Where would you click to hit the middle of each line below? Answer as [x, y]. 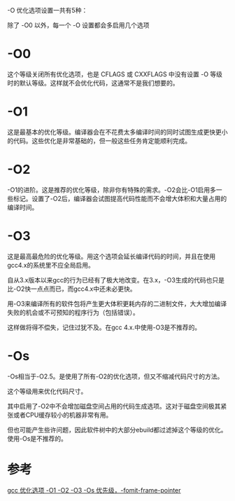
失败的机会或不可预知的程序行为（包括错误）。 [73, 312]
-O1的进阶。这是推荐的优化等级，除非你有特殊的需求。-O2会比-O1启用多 [112, 190]
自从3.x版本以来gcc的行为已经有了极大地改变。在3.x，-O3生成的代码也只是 [116, 280]
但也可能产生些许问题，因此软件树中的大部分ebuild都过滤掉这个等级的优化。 [117, 430]
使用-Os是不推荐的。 [37, 438]
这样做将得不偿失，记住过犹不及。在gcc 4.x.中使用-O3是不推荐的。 [104, 327]
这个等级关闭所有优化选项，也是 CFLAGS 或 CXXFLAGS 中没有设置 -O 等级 [115, 74]
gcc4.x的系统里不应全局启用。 [51, 265]
